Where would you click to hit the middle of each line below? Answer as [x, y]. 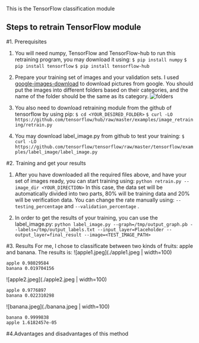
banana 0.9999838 [28, 317]
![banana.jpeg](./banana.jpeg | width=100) [58, 306]
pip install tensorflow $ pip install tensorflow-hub [82, 66]
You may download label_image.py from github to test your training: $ [99, 136]
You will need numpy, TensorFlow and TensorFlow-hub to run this [95, 53]
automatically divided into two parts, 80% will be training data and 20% [102, 193]
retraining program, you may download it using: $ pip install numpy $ [101, 59]
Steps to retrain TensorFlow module [74, 27]
